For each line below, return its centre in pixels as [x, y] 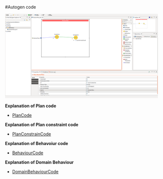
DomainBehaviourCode [35, 171]
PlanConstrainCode [32, 134]
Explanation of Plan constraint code [42, 124]
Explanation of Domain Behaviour [40, 162]
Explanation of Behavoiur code [37, 143]
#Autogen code [21, 7]
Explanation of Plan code [31, 106]
